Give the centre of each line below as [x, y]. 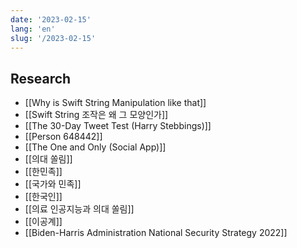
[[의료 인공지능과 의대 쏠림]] [79, 209]
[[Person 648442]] [63, 137]
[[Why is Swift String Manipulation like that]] [115, 103]
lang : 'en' [33, 29]
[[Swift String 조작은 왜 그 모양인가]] [96, 115]
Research [41, 78]
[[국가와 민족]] [53, 184]
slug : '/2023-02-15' [53, 38]
